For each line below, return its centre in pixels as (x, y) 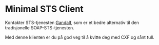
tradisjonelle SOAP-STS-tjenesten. (40, 27)
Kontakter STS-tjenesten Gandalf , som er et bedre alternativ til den (72, 22)
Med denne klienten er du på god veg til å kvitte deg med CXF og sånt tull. (80, 37)
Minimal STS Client (44, 9)
